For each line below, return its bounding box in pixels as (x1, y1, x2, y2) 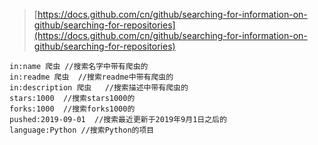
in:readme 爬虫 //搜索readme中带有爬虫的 (9, 72, 174, 82)
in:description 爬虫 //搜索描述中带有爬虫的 (9, 83, 189, 93)
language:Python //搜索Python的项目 (9, 125, 155, 135)
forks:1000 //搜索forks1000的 (9, 104, 136, 114)
